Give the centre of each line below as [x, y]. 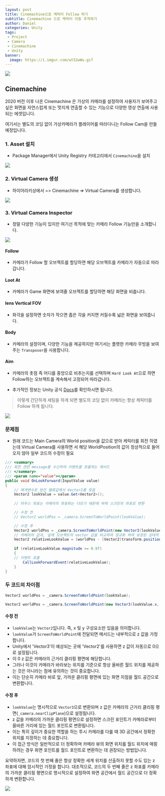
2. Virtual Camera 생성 [32, 179]
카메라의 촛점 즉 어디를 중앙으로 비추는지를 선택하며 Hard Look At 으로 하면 [84, 373]
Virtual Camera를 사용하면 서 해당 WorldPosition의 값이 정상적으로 [86, 447]
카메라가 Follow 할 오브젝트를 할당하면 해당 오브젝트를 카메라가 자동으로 [81, 263]
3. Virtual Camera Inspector [39, 212]
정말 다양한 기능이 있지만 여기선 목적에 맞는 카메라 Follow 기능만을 [76, 224]
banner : [13, 55]
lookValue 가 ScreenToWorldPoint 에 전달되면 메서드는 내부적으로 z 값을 [80, 634]
